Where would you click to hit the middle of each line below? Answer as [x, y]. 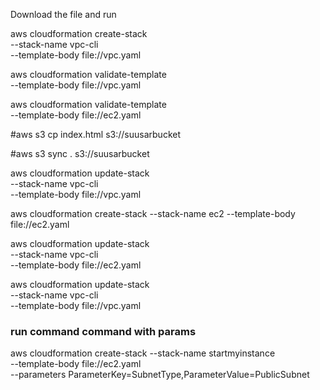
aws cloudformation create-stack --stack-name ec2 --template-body [153, 213]
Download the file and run [63, 14]
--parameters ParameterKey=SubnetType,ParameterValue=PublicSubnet [160, 375]
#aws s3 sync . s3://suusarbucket [80, 153]
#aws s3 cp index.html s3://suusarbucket [96, 134]
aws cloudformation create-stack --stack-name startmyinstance [143, 353]
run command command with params [103, 331]
